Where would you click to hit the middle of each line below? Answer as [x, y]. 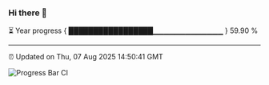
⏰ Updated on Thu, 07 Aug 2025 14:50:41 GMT [86, 57]
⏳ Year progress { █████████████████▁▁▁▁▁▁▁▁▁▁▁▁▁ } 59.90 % [133, 30]
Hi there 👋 [28, 13]
